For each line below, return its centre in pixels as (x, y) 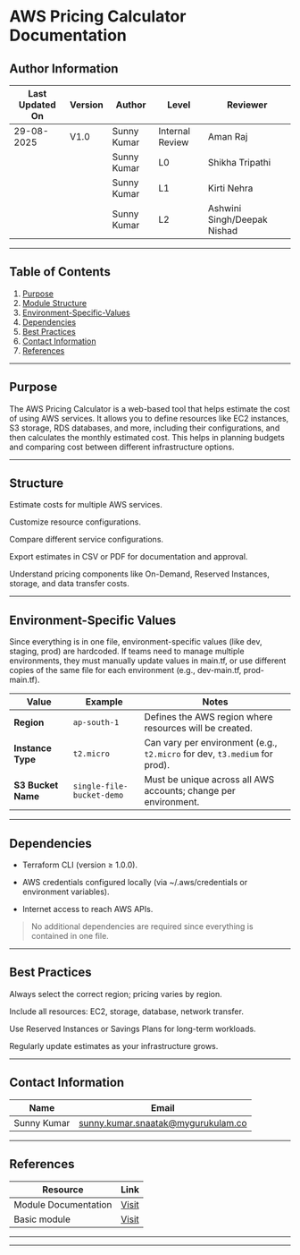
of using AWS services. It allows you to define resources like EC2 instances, (149, 418)
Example (104, 702)
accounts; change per (190, 791)
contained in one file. (70, 936)
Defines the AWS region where (208, 717)
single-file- (100, 786)
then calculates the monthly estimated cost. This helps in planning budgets (147, 437)
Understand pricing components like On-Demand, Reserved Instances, (139, 574)
